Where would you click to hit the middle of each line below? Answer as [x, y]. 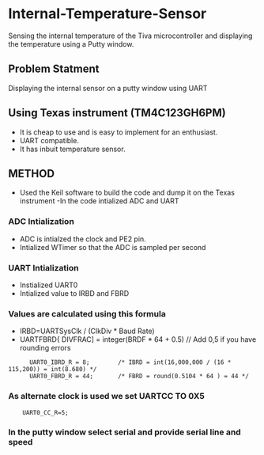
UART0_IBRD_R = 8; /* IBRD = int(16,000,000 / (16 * [130, 362]
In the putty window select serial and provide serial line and [124, 432]
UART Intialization [43, 267]
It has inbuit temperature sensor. [72, 149]
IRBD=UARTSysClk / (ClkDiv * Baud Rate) [87, 331]
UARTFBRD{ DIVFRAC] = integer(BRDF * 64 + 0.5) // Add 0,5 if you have [138, 339]
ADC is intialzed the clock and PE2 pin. [83, 239]
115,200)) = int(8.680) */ [53, 370]
